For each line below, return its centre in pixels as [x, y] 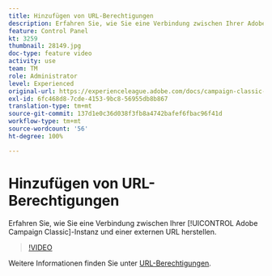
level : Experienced [41, 83]
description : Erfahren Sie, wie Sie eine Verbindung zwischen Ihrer [126, 23]
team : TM [23, 69]
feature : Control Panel [49, 31]
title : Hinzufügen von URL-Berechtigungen [81, 16]
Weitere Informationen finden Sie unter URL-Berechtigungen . [110, 263]
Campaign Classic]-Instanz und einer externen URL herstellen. [113, 231]
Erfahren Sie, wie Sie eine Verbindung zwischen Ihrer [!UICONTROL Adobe [133, 223]
